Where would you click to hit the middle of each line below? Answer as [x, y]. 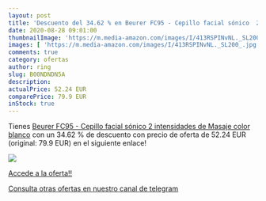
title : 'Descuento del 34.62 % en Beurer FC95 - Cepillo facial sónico [129, 23]
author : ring [30, 67]
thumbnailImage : [35, 38]
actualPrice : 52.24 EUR [47, 89]
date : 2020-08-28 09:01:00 [53, 30]
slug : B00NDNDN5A [37, 74]
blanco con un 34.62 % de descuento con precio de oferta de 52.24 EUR [127, 135]
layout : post [30, 15]
